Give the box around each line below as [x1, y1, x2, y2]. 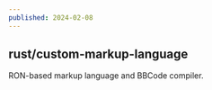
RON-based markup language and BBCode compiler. [8, 70, 204, 81]
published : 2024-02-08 [8, 13, 93, 22]
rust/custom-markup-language [8, 47, 189, 62]
